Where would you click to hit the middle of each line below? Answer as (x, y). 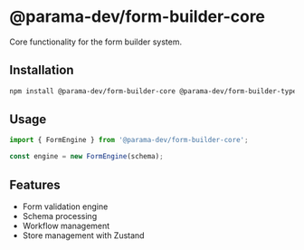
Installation (42, 70)
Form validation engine (65, 207)
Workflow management (66, 226)
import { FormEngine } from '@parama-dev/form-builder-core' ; (129, 140)
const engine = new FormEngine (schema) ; (87, 157)
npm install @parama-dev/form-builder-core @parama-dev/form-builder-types (155, 91)
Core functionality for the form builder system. (96, 42)
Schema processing (60, 216)
